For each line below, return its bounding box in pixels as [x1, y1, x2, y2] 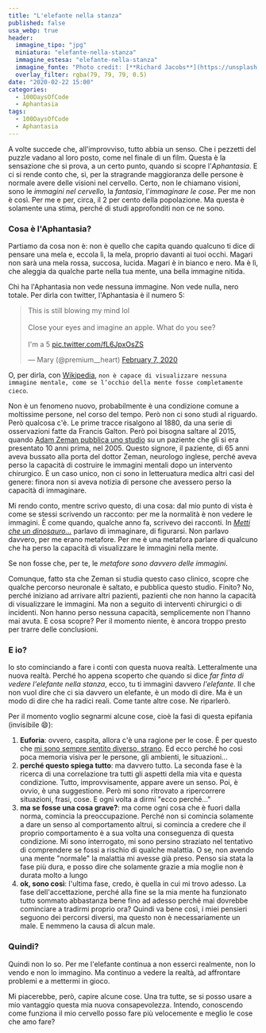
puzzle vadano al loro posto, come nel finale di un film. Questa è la [8, 153, 226, 162]
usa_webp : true [8, 26, 59, 34]
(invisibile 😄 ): [8, 720, 53, 729]
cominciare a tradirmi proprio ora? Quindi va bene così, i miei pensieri [19, 904, 248, 914]
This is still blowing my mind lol [27, 306, 129, 315]
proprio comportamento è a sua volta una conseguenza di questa [19, 828, 234, 838]
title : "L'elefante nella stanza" [8, 11, 123, 20]
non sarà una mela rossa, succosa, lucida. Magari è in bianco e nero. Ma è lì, [8, 258, 259, 268]
